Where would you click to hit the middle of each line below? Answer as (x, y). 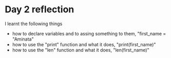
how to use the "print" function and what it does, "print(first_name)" (84, 44)
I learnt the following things (34, 24)
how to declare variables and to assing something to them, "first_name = (89, 33)
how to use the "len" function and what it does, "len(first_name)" (81, 50)
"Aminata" (23, 39)
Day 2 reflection (40, 9)
